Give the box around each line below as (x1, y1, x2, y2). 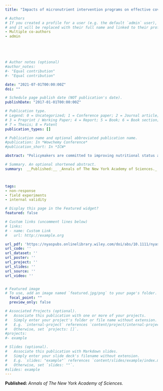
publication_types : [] (5, 127, 51, 132)
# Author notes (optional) (5, 60, 60, 65)
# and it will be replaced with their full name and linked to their (5, 25, 149, 30)
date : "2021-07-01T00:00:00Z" (5, 82, 66, 87)
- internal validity (5, 197, 47, 202)
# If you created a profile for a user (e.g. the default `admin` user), (5, 20, 158, 25)
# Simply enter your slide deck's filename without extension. (5, 353, 140, 358)
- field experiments (5, 193, 47, 198)
